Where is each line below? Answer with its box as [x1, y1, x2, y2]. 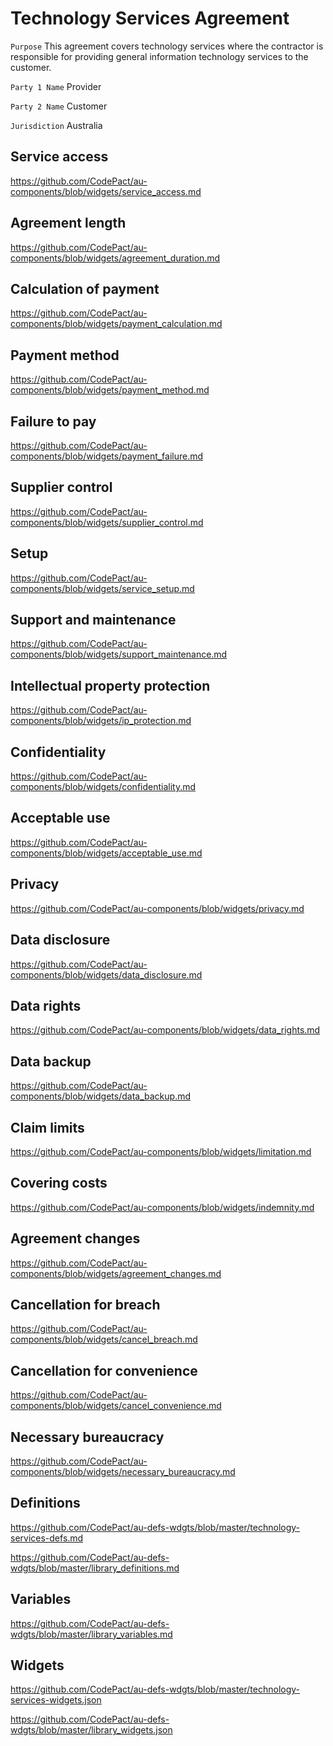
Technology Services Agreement [10, 7, 290, 30]
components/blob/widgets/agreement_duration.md [10, 252, 221, 264]
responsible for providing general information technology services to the [10, 50, 309, 62]
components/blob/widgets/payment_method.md [10, 384, 210, 396]
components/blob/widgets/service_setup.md [10, 582, 195, 594]
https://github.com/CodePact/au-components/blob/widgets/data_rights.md [10, 1024, 321, 1036]
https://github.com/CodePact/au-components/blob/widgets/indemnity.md [10, 1201, 315, 1213]
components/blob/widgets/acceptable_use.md [10, 847, 203, 859]
